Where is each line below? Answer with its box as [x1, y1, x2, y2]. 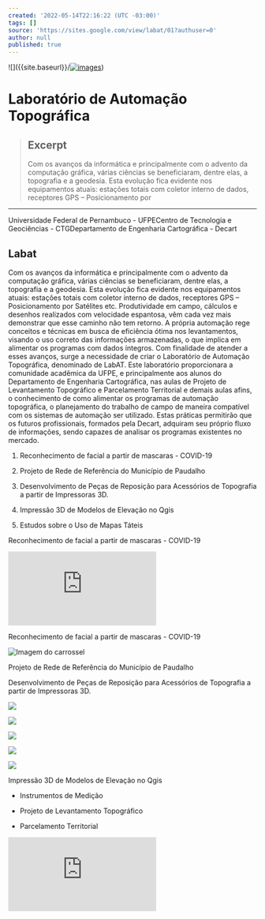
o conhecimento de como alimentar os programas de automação [8, 393, 219, 403]
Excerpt [27, 138, 67, 152]
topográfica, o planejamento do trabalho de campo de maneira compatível [8, 402, 250, 411]
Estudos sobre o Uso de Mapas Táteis [19, 520, 144, 530]
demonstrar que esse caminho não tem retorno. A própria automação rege [8, 317, 251, 328]
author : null [8, 33, 51, 42]
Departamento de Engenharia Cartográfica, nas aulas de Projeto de [8, 377, 227, 386]
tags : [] [8, 19, 37, 27]
